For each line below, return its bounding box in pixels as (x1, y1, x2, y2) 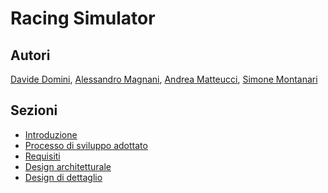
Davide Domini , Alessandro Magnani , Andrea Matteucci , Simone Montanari (10, 73, 318, 85)
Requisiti (24, 150, 61, 162)
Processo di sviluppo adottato (24, 139, 148, 151)
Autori (10, 47, 51, 64)
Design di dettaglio (24, 171, 103, 183)
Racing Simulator (10, 7, 156, 30)
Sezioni (10, 102, 58, 119)
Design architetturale (24, 160, 112, 172)
